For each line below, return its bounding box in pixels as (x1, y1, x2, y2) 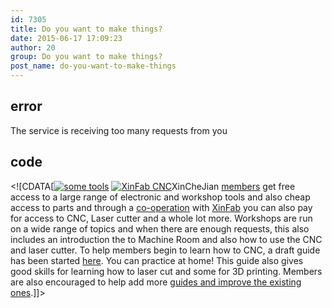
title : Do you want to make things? (10, 24, 163, 34)
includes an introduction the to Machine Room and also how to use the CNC (10, 233, 323, 245)
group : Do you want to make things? (10, 52, 163, 62)
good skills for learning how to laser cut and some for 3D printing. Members (10, 265, 323, 277)
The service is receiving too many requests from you (10, 124, 228, 136)
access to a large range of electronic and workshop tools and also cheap (10, 191, 311, 203)
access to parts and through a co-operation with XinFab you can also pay (10, 201, 313, 213)
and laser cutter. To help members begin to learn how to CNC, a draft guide (10, 244, 321, 256)
